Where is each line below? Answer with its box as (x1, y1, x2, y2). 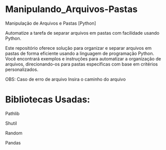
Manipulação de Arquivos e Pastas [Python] (5, 20, 97, 26)
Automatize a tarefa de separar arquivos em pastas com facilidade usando (5, 30, 159, 36)
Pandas (5, 139, 21, 145)
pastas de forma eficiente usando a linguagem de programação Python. (5, 50, 154, 56)
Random (5, 130, 23, 136)
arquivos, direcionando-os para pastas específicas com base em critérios (5, 61, 158, 67)
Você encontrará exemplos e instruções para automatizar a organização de (5, 55, 161, 61)
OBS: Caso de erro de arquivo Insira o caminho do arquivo (5, 76, 126, 82)
